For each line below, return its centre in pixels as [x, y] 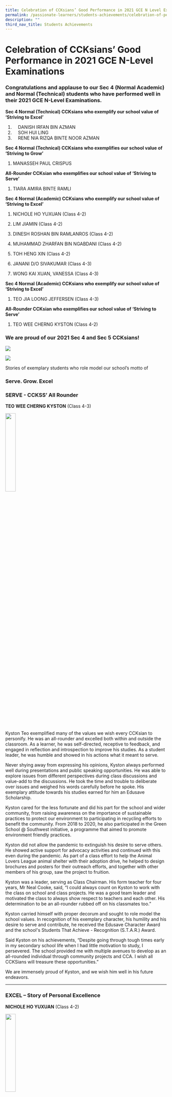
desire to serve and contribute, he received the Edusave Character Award [83, 925]
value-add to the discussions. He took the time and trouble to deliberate [81, 781]
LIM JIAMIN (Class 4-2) [38, 224]
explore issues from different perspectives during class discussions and [81, 776]
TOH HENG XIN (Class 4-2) [41, 253]
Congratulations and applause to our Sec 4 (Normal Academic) [85, 88]
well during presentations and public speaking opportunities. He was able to [85, 771]
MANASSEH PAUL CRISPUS [42, 163]
